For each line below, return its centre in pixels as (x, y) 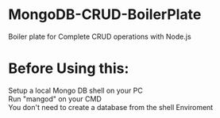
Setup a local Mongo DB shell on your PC (75, 90)
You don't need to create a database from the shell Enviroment (111, 107)
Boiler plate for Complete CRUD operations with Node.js (100, 36)
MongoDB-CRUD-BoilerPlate (105, 15)
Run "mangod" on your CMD (55, 99)
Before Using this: (69, 69)
